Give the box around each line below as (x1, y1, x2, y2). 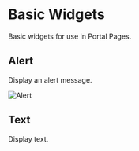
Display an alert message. (8, 75, 92, 84)
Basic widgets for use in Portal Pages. (8, 31, 132, 41)
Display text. (8, 134, 49, 143)
